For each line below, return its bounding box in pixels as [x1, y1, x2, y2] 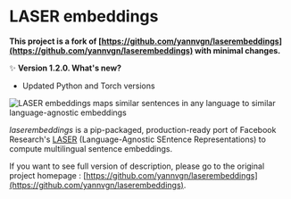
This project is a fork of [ [9, 36, 103, 46]
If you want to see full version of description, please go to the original [9, 161, 265, 171]
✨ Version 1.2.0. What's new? [9, 62, 122, 73]
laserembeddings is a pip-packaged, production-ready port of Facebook [9, 124, 277, 135]
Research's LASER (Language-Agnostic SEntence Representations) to [9, 134, 266, 145]
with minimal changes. [195, 45, 281, 55]
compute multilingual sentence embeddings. [9, 143, 173, 153]
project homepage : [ [9, 170, 87, 180]
